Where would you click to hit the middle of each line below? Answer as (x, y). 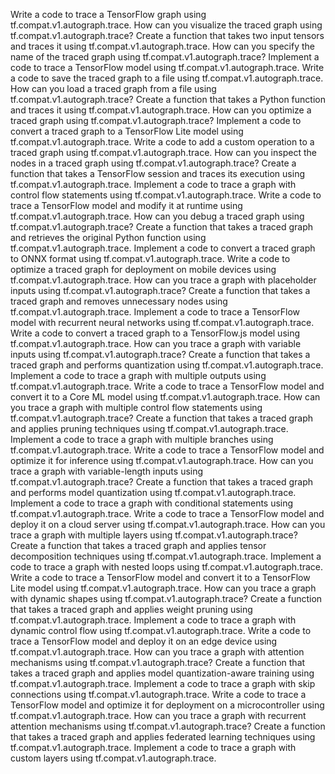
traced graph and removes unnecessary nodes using (119, 301)
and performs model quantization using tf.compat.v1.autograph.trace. (153, 492)
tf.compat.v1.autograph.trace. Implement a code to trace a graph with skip (163, 683)
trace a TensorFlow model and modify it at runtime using (126, 205)
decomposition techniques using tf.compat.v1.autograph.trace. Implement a (166, 556)
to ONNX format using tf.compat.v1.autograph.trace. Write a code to (150, 258)
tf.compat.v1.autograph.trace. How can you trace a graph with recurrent (158, 715)
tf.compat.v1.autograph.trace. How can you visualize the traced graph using (166, 25)
